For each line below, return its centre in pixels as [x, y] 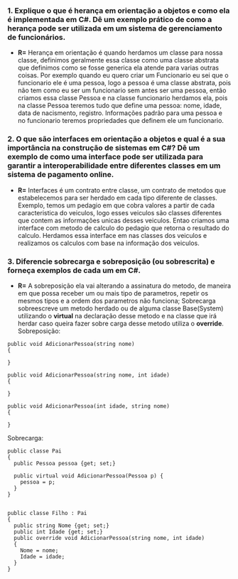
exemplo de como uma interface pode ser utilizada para [106, 157]
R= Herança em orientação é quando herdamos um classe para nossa [120, 53]
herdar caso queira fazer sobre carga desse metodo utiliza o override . [120, 323]
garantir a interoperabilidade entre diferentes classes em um [114, 166]
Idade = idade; [43, 556]
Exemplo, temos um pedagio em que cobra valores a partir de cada [116, 205]
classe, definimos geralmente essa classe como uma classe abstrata [118, 60]
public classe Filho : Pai [47, 513]
